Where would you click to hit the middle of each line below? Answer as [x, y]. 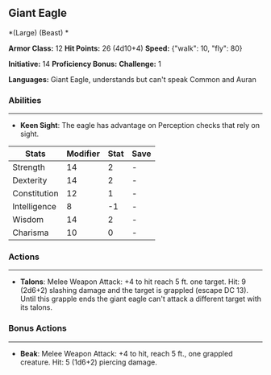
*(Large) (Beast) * [39, 32]
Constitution [35, 194]
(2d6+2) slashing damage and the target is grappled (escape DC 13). [134, 291]
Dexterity [30, 180]
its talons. [36, 307]
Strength [29, 167]
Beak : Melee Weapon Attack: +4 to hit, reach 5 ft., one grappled [126, 353]
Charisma [31, 233]
